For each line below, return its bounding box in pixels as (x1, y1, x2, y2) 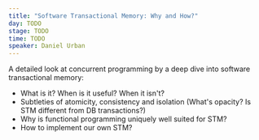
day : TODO (8, 19, 42, 28)
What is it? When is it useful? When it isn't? (20, 88, 165, 98)
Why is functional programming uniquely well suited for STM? (20, 114, 227, 124)
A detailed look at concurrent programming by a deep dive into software (8, 64, 251, 74)
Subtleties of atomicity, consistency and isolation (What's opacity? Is (20, 97, 251, 107)
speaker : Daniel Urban (8, 42, 86, 50)
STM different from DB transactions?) (20, 106, 147, 116)
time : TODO (8, 34, 46, 43)
